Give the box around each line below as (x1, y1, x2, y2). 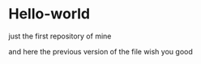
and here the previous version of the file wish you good (8, 46, 193, 56)
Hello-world (8, 5, 91, 23)
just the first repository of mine (8, 31, 112, 41)
